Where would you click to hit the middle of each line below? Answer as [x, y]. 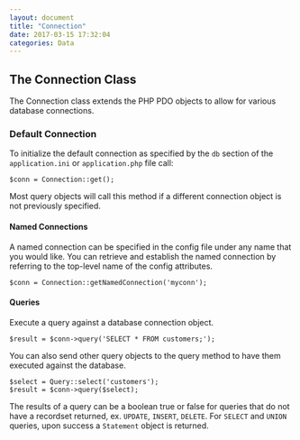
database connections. [52, 111]
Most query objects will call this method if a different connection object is [145, 197]
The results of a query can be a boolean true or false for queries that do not [150, 406]
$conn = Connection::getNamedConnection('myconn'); [108, 282]
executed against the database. [68, 365]
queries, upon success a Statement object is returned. [109, 426]
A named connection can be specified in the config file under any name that [150, 247]
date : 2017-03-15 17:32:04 [60, 34]
